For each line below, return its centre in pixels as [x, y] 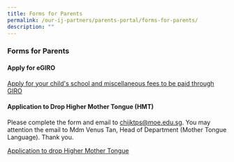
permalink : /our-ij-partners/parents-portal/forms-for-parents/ [103, 20]
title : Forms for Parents [45, 14]
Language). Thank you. [41, 137]
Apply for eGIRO [31, 68]
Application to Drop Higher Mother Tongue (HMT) [81, 107]
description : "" [31, 27]
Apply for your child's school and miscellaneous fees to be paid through [111, 83]
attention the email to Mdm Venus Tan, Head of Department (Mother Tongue [117, 129]
